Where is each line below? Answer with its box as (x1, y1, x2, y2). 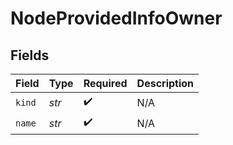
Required (83, 77, 128, 90)
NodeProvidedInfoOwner (10, 7, 223, 30)
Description (136, 77, 195, 90)
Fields (10, 47, 50, 64)
